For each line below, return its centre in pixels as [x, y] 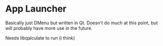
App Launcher [36, 9]
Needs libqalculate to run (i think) [40, 38]
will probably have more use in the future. [49, 28]
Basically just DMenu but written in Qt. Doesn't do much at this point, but [81, 23]
